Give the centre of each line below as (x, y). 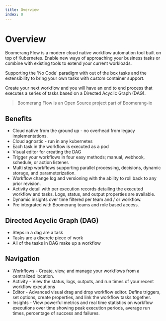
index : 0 (14, 14)
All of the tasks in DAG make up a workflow (56, 243)
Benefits (19, 118)
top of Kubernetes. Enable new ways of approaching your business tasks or (83, 58)
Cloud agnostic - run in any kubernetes (52, 141)
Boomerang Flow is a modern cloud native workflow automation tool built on (83, 53)
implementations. (30, 136)
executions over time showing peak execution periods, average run (81, 308)
